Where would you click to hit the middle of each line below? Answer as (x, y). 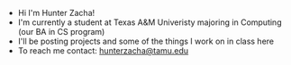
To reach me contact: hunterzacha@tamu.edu (103, 51)
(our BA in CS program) (61, 32)
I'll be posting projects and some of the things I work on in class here (146, 41)
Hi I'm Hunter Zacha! (56, 13)
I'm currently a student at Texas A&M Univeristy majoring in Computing (150, 22)
